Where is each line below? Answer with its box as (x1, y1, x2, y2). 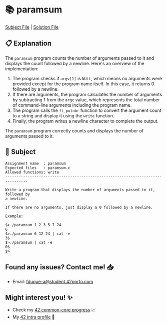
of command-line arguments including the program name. (12, 102, 132, 108)
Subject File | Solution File (5, 24, 59, 30)
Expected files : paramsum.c (5, 165, 70, 171)
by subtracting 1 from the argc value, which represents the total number (12, 96, 160, 103)
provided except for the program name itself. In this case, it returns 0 (12, 81, 154, 87)
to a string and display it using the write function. (12, 112, 114, 118)
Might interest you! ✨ (5, 293, 73, 301)
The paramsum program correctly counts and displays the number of (5, 127, 144, 133)
